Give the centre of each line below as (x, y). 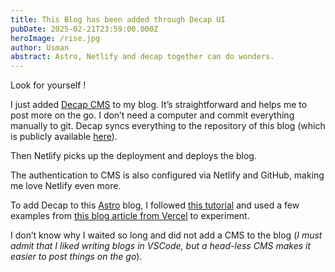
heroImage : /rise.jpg (55, 38)
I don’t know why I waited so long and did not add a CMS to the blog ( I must (166, 235)
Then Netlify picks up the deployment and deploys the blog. (133, 156)
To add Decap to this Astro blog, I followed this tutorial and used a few (155, 205)
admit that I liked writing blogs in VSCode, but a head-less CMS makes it (161, 246)
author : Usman (40, 47)
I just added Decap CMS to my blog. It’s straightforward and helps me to (159, 105)
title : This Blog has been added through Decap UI (118, 19)
